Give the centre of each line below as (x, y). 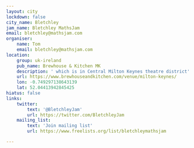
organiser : (19, 39)
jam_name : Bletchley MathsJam (43, 28)
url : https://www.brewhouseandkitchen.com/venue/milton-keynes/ (97, 77)
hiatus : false (23, 93)
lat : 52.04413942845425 (46, 88)
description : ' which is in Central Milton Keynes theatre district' (103, 71)
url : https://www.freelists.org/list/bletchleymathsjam (97, 131)
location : (18, 55)
